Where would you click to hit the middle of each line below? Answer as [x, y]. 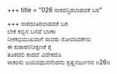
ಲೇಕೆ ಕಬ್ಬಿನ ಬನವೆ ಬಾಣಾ [32, 31]
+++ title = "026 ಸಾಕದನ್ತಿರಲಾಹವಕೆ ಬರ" [55, 10]
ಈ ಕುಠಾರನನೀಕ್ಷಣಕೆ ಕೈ [30, 47]
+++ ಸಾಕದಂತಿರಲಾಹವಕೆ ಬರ [38, 24]
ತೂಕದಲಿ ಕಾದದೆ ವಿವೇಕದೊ [34, 54]
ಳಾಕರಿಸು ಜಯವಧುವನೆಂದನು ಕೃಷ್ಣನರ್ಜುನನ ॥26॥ [59, 62]
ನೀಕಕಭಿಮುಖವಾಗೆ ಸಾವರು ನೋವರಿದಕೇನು [49, 39]
